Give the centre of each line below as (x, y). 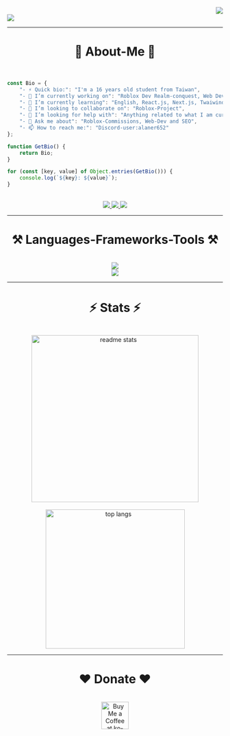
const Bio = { (27, 83)
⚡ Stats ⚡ (115, 308)
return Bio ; (36, 153)
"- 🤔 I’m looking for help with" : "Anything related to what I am (116, 115)
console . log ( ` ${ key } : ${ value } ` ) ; (68, 178)
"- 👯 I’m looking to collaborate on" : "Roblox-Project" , (102, 109)
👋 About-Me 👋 (115, 52)
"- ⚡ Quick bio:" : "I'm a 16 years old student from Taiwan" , (110, 89)
